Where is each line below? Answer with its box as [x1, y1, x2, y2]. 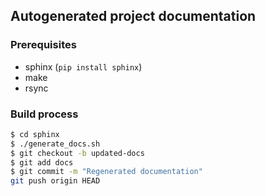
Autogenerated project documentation [10, 8, 257, 25]
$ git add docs [10, 157, 74, 168]
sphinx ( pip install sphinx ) [24, 60, 143, 73]
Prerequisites [10, 38, 77, 52]
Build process [10, 107, 79, 121]
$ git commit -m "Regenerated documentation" [10, 167, 203, 177]
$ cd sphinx [10, 129, 60, 139]
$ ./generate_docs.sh [10, 139, 101, 149]
